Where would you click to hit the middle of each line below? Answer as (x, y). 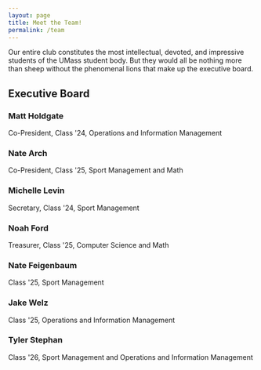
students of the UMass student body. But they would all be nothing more (125, 60)
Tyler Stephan (35, 340)
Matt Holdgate (36, 116)
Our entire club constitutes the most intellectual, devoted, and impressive (126, 53)
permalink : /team (36, 30)
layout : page (29, 15)
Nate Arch (28, 153)
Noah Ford (28, 228)
